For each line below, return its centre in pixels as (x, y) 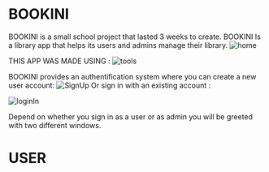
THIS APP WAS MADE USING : (60, 61)
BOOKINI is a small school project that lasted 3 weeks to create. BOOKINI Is (135, 37)
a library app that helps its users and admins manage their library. (118, 45)
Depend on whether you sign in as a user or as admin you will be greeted (131, 116)
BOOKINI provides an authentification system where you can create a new (132, 76)
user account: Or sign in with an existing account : (110, 85)
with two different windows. (55, 125)
